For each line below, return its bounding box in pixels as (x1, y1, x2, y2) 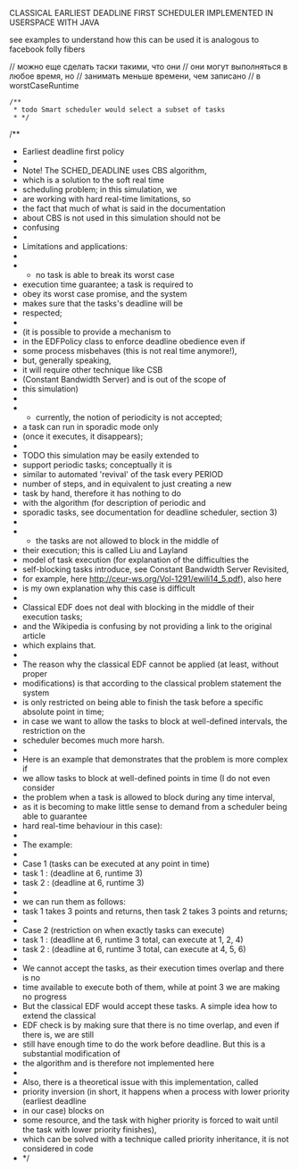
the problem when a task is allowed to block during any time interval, (21, 792, 275, 803)
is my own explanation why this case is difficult (21, 583, 195, 593)
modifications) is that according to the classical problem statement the (21, 678, 282, 688)
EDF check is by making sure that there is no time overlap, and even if (21, 1020, 279, 1031)
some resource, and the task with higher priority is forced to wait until (21, 1115, 278, 1125)
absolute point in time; (21, 706, 104, 717)
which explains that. (21, 640, 96, 651)
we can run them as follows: (21, 896, 127, 906)
